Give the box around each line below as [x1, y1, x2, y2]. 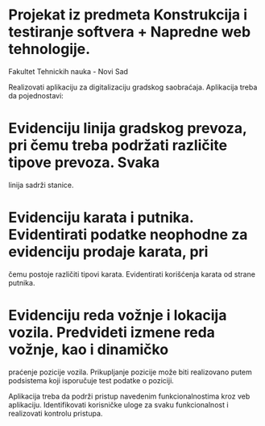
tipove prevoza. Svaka [8, 153, 160, 172]
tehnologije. [8, 40, 91, 58]
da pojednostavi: [8, 90, 64, 100]
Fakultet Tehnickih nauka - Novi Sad [8, 66, 129, 76]
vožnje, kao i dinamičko [8, 340, 169, 358]
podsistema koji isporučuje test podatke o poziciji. [8, 375, 175, 385]
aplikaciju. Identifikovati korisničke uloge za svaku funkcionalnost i [8, 399, 229, 409]
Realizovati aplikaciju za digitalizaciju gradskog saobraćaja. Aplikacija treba [8, 82, 258, 92]
